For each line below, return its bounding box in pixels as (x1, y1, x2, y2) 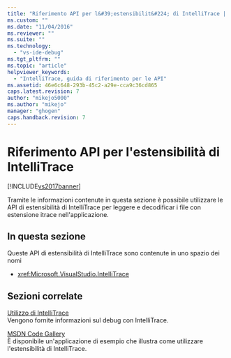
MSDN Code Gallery (7, 329, 66, 338)
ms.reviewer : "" (7, 29, 54, 37)
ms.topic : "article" (7, 62, 68, 69)
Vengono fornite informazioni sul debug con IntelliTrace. (7, 316, 169, 325)
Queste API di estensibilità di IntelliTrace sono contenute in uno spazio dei (7, 249, 220, 258)
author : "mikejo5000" (7, 95, 70, 102)
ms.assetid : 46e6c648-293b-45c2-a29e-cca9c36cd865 (7, 82, 158, 89)
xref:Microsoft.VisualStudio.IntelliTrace (17, 270, 129, 278)
